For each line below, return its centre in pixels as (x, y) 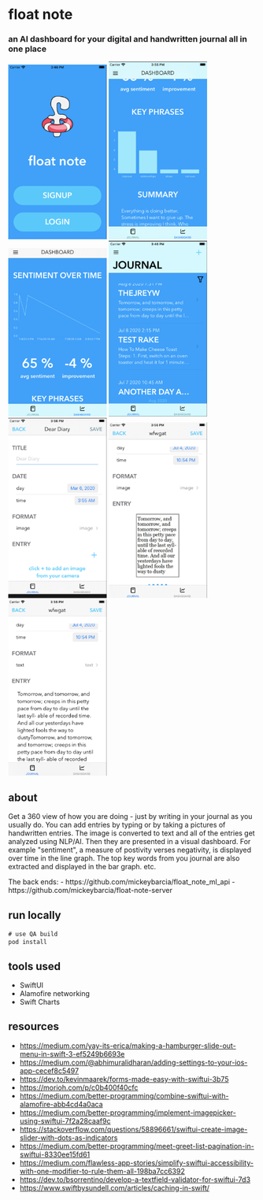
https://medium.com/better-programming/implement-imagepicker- (128, 1113)
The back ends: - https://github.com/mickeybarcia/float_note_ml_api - (122, 882)
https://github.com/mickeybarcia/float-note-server (91, 891)
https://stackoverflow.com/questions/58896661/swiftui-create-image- (133, 1129)
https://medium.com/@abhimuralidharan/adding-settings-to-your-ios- (133, 1062)
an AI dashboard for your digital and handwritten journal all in (128, 39)
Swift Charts (40, 1002)
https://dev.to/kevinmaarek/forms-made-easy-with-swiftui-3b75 (124, 1079)
